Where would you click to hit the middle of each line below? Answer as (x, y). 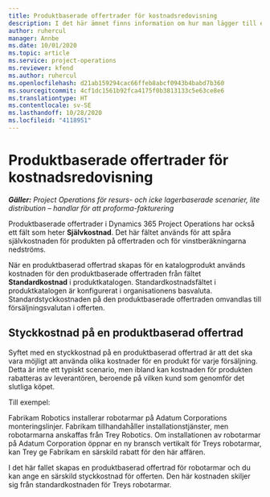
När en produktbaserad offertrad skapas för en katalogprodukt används (127, 265)
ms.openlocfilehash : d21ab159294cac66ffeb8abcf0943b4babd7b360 (117, 83)
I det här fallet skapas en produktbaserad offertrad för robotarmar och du (129, 467)
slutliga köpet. (31, 386)
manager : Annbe (34, 38)
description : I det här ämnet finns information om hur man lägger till (133, 23)
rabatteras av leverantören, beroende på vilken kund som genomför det (127, 378)
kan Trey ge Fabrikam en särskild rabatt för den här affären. (107, 452)
